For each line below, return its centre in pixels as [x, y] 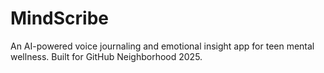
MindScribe [60, 18]
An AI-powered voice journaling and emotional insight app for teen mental [162, 46]
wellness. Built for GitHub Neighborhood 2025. [106, 56]
